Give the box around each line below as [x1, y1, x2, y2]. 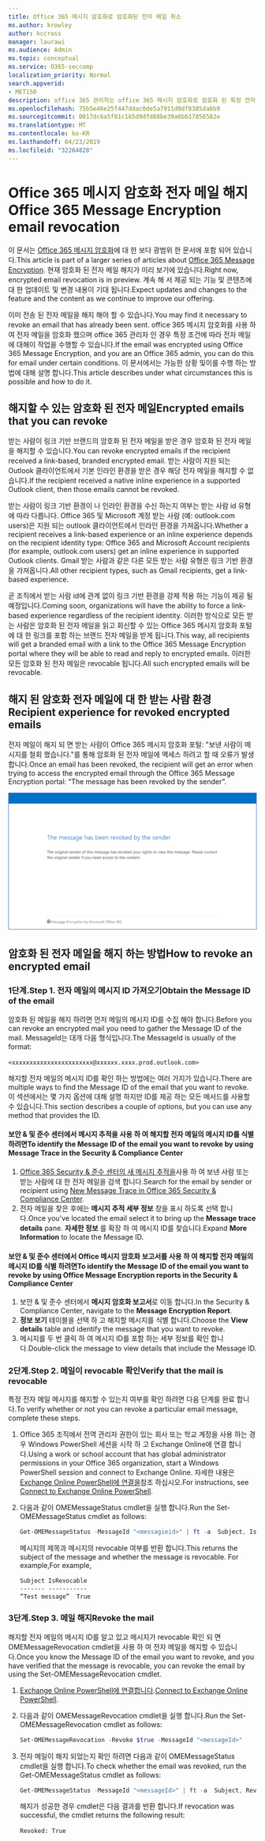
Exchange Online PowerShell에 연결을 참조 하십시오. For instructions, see [19, 1478, 249, 1487]
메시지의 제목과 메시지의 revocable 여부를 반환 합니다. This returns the [19, 1544, 238, 1553]
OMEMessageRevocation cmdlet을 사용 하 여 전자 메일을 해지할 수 [8, 1642, 217, 1651]
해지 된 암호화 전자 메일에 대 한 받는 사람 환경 [8, 692, 211, 706]
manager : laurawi [8, 38, 65, 46]
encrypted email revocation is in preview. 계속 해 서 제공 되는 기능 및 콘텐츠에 [8, 275, 252, 284]
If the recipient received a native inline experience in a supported [28, 475, 241, 486]
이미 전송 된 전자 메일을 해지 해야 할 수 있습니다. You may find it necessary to [8, 309, 248, 320]
